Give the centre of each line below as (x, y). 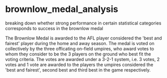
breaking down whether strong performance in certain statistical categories (83, 23)
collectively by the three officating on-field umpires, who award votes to (80, 48)
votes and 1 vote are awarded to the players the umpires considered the (79, 64)
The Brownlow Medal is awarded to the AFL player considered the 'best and (83, 38)
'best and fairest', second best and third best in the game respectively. (78, 70)
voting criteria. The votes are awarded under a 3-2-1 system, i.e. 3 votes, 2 (82, 59)
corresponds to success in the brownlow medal (54, 28)
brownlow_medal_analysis (62, 9)
